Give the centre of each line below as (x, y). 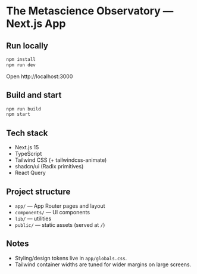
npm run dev (21, 65)
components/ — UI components (52, 212)
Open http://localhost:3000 (40, 76)
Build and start (34, 95)
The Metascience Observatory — (90, 11)
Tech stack (27, 133)
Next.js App (36, 24)
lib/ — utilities (33, 218)
